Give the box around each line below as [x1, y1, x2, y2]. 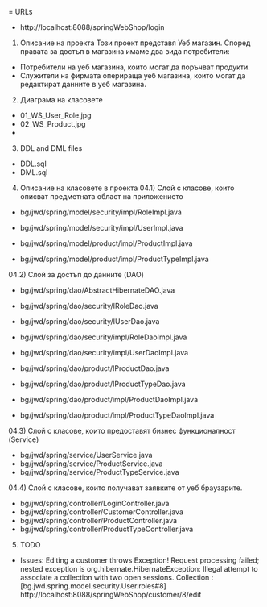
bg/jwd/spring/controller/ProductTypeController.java [19, 524, 194, 534]
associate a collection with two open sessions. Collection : [19, 572, 214, 582]
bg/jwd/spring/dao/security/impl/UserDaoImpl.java [19, 348, 189, 357]
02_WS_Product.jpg [19, 119, 86, 128]
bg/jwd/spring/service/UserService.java [19, 451, 153, 459]
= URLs [8, 7, 33, 16]
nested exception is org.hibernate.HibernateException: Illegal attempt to [19, 564, 259, 573]
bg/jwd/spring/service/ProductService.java [19, 459, 163, 468]
